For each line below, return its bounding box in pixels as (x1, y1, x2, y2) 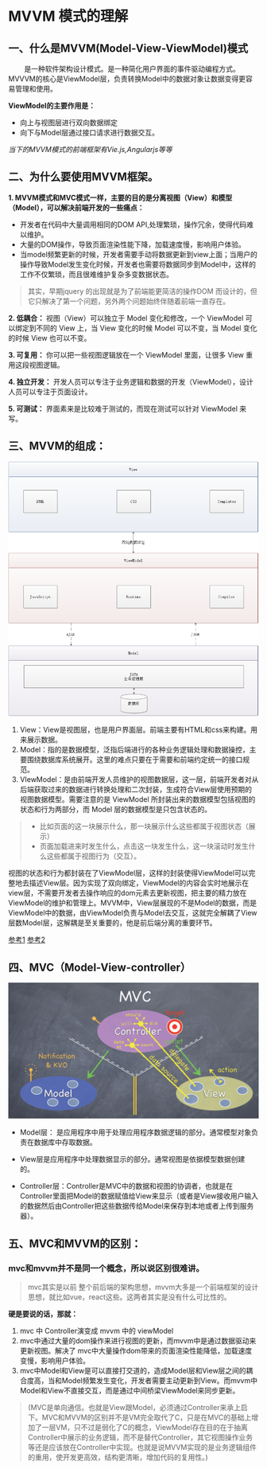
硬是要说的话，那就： (8, 1309, 78, 1319)
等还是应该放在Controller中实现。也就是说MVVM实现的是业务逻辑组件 (27, 1443, 257, 1452)
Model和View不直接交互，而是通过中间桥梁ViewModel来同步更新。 (19, 1386, 240, 1396)
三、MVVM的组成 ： (8, 440, 106, 453)
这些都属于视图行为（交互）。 (46, 851, 141, 861)
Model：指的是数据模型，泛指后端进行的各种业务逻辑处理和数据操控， (19, 745, 250, 755)
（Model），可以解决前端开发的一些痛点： (8, 202, 145, 212)
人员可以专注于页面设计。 (8, 387, 92, 397)
